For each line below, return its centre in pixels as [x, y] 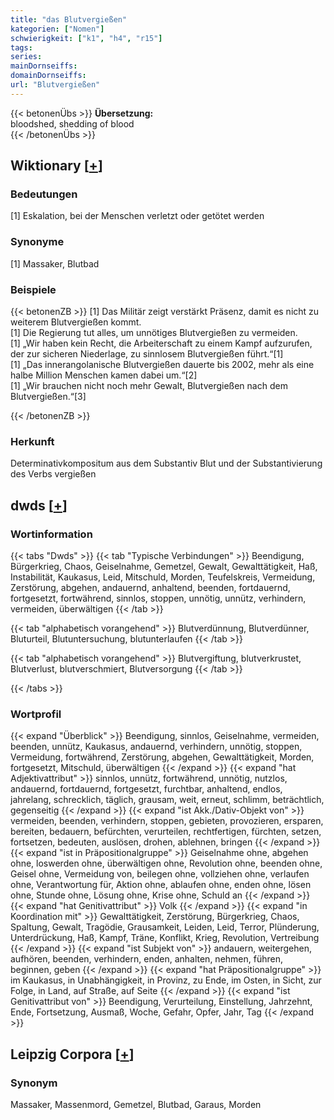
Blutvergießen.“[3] [48, 397]
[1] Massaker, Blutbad [55, 263]
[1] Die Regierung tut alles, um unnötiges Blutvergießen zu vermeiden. [154, 333]
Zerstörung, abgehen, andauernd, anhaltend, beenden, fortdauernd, [150, 588]
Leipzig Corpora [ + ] [72, 1054]
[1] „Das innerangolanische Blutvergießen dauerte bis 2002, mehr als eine [162, 365]
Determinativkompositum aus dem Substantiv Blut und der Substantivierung [166, 463]
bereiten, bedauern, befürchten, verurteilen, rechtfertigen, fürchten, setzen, [166, 832]
